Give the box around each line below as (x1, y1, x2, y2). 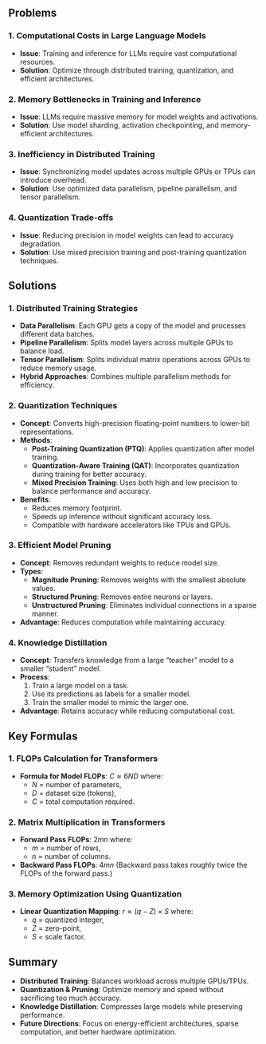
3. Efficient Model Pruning (8, 540, 111, 551)
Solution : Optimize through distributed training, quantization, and (19, 65, 234, 75)
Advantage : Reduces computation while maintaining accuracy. (19, 617, 227, 627)
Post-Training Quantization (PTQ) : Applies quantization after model (31, 443, 255, 453)
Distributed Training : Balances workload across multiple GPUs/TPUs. (19, 976, 249, 986)
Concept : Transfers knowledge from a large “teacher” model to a (19, 656, 234, 665)
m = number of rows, (31, 843, 101, 853)
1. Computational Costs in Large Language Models (8, 30, 206, 41)
